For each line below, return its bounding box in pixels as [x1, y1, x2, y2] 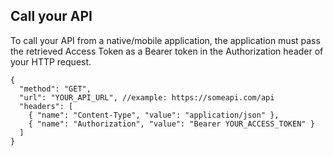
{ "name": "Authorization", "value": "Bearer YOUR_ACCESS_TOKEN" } [28, 119, 315, 129]
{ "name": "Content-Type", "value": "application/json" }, [28, 110, 280, 120]
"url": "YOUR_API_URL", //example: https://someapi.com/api [19, 92, 275, 103]
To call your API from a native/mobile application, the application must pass [10, 34, 321, 46]
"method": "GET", [19, 84, 92, 94]
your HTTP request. [10, 55, 92, 68]
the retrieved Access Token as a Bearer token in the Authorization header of [10, 45, 324, 57]
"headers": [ [19, 101, 74, 111]
